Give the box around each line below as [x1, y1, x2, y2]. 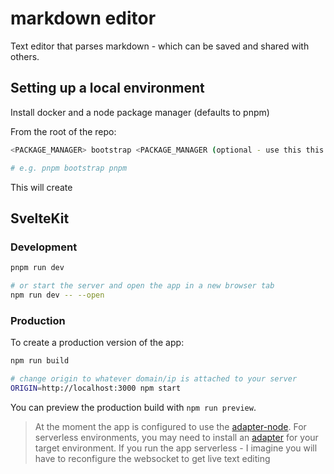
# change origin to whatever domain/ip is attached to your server [10, 373, 298, 384]
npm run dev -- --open [10, 290, 105, 300]
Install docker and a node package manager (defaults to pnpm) [10, 106, 270, 118]
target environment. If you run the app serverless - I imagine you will [34, 442, 318, 454]
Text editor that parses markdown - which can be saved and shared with [10, 40, 310, 52]
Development [10, 240, 78, 254]
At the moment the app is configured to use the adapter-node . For [34, 420, 307, 432]
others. [10, 50, 40, 62]
